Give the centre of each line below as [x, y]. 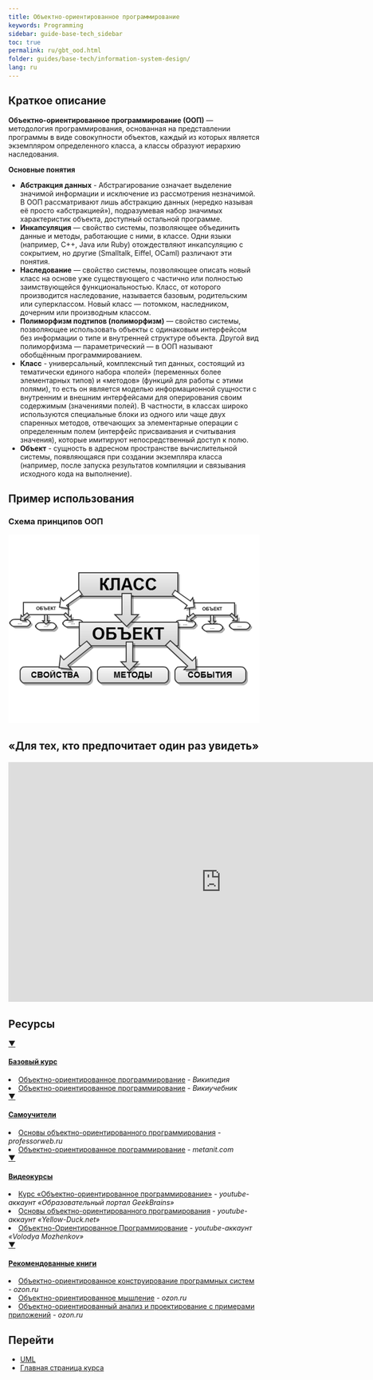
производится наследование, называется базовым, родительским [133, 295]
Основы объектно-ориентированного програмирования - [117, 1211]
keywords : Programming [46, 25]
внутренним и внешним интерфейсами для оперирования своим [131, 397]
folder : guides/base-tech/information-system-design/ [100, 59]
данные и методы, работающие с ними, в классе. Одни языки [125, 236]
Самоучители [33, 1115]
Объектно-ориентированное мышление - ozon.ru [103, 1298]
